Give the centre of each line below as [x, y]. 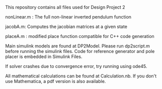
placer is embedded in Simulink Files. [44, 56]
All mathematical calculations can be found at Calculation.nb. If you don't [81, 76]
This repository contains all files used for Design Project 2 [65, 7]
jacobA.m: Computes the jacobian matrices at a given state [66, 26]
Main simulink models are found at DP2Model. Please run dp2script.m [77, 46]
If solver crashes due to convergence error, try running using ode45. [76, 66]
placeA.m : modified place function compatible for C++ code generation [80, 36]
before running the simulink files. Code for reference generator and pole [80, 51]
